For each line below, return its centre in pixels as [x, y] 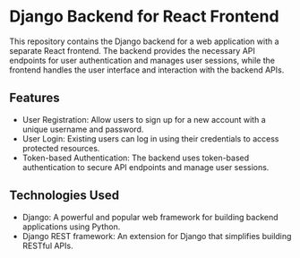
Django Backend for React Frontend [144, 17]
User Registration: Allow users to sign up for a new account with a [144, 119]
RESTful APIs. [47, 245]
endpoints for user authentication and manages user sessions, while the [142, 60]
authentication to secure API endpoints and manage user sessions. [146, 167]
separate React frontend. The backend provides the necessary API [132, 50]
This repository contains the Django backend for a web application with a [144, 41]
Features [34, 98]
